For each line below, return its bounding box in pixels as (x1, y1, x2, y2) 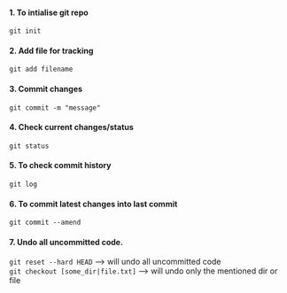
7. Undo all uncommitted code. (9, 236, 124, 247)
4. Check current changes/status (9, 122, 135, 133)
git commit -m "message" (9, 103, 101, 112)
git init (9, 27, 42, 35)
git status (9, 142, 50, 150)
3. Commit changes (9, 84, 82, 94)
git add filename (9, 65, 74, 74)
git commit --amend (9, 218, 81, 227)
